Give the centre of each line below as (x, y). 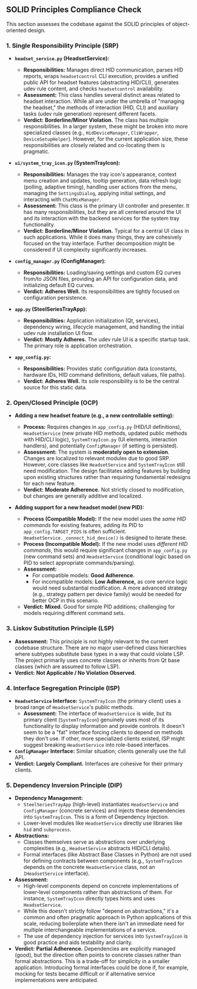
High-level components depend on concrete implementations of (101, 886)
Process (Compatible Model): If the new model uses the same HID (105, 519)
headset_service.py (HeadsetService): (62, 58)
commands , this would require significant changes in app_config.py (105, 550)
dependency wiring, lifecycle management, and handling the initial (103, 327)
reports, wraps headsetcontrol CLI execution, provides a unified (101, 76)
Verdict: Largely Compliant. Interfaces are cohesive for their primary (99, 764)
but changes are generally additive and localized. (83, 496)
